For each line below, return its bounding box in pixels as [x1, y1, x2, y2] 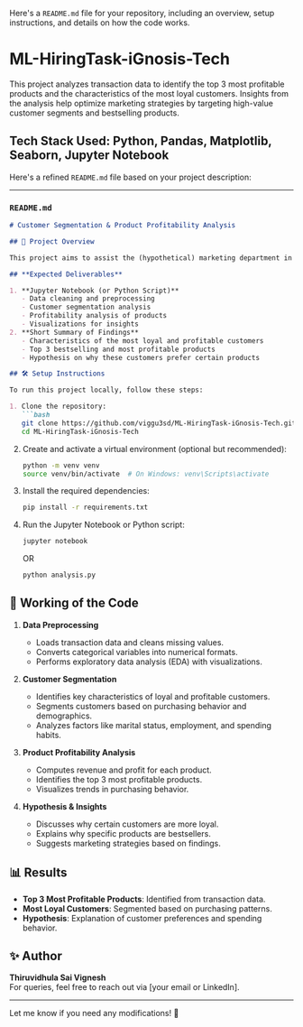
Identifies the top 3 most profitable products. [35, 773, 203, 784]
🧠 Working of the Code [9, 596, 140, 611]
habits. [35, 729, 61, 740]
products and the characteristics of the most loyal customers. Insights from [9, 88, 289, 98]
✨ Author [9, 948, 63, 964]
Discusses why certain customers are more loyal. [35, 819, 219, 829]
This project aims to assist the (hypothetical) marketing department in [9, 253, 293, 263]
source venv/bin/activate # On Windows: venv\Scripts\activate [22, 469, 270, 478]
